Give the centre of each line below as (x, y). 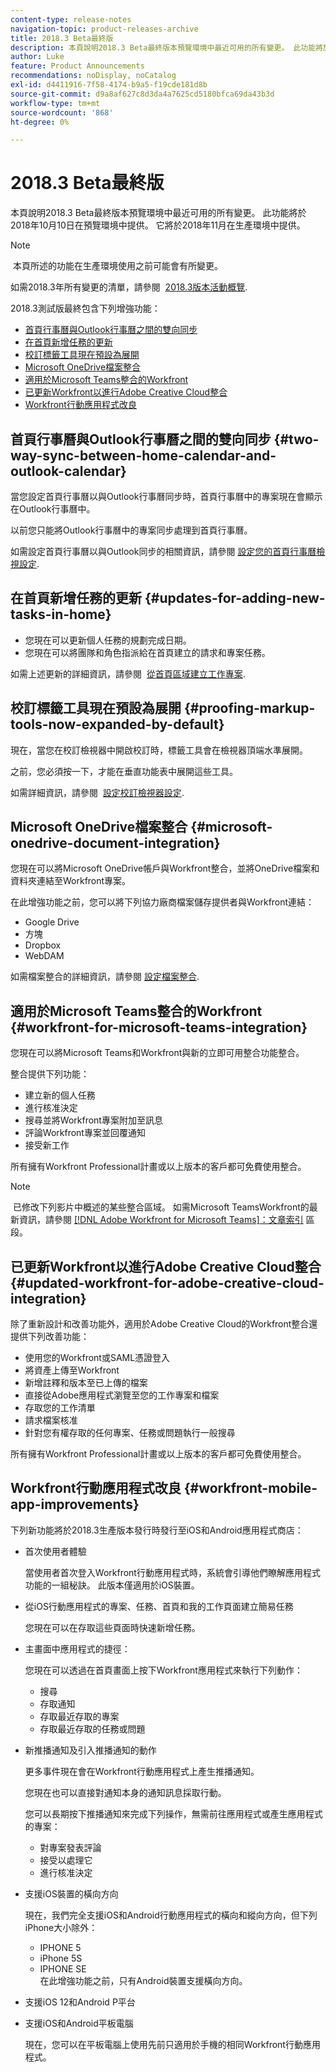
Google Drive (52, 922)
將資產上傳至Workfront (72, 1370)
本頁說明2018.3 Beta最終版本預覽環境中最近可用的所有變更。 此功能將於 (158, 213)
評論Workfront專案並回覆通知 (85, 1133)
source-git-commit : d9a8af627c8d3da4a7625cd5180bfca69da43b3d (142, 94)
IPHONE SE (63, 1968)
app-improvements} (75, 1504)
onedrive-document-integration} (115, 843)
